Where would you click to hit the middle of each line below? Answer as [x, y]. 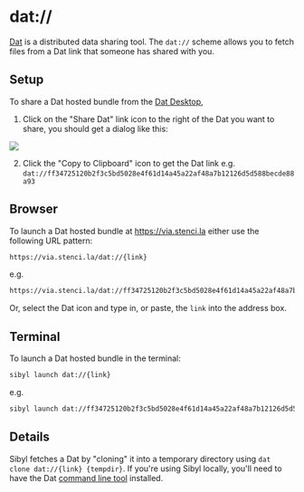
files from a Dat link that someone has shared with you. [112, 51]
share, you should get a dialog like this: [95, 128]
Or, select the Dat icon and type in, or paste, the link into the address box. [148, 308]
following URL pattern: [51, 241]
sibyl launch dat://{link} [60, 375]
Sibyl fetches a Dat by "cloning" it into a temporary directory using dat [140, 459]
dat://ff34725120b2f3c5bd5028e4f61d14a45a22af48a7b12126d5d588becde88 [158, 174]
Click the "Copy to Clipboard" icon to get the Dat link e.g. [128, 163]
